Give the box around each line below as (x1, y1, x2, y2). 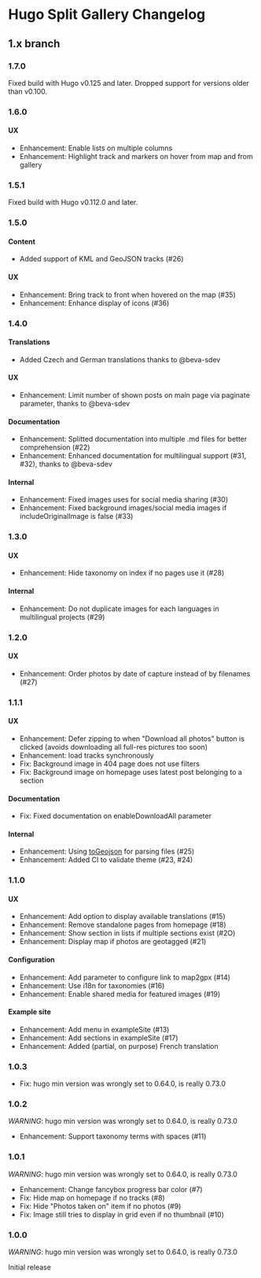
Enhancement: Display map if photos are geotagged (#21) (19, 937, 207, 946)
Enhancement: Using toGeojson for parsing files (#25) (19, 846, 195, 856)
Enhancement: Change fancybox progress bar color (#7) (19, 1184, 203, 1194)
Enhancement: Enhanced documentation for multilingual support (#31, (19, 451, 247, 461)
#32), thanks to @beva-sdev (19, 459, 112, 469)
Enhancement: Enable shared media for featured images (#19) (19, 989, 221, 998)
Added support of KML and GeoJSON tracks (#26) (19, 254, 184, 264)
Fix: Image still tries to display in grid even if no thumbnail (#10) (19, 1209, 225, 1219)
